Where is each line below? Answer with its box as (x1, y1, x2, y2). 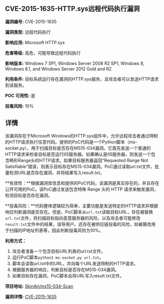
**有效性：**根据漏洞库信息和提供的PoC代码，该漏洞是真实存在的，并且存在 (5, 180, 160, 186)
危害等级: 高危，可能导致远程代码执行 (5, 50, 81, 55)
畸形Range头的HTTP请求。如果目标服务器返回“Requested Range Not (9, 157, 148, 163)
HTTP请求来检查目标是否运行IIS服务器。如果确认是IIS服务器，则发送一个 (5, 151, 151, 157)
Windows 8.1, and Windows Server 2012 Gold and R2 (5, 66, 112, 72)
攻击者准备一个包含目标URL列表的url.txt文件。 (12, 248, 106, 254)
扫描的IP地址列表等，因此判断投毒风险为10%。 (9, 227, 104, 233)
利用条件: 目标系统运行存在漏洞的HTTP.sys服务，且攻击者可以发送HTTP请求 (5, 76, 159, 82)
